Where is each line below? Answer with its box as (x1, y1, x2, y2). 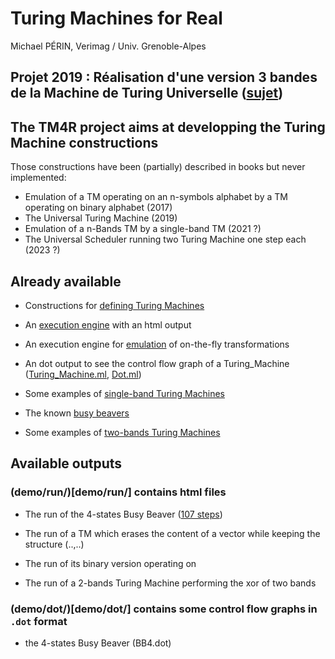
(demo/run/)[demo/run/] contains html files (10, 485, 227, 499)
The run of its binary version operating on (24, 557, 197, 569)
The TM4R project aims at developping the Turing (10, 118, 326, 136)
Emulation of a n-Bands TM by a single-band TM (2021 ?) (24, 223, 262, 235)
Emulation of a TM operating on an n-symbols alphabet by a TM (24, 191, 288, 203)
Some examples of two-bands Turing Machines (24, 426, 221, 438)
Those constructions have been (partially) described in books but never (10, 161, 306, 173)
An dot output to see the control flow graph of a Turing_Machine (24, 357, 290, 369)
